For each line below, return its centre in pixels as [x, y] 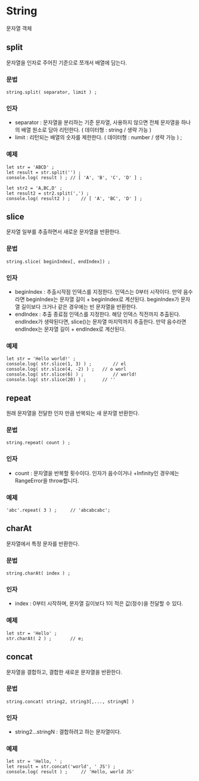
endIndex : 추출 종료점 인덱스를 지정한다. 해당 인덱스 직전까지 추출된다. [97, 314]
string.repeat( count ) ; [38, 443]
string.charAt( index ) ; [38, 574]
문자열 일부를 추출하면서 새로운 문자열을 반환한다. [63, 232]
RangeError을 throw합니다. [47, 480]
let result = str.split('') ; [44, 172]
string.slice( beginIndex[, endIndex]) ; [58, 262]
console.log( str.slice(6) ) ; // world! [71, 374]
